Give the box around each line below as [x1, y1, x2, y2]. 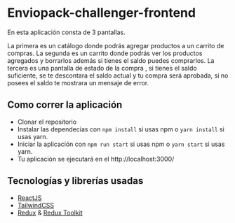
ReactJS [17, 194, 42, 202]
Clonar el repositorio [17, 117, 77, 126]
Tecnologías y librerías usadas [7, 175, 144, 187]
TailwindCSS [17, 201, 55, 209]
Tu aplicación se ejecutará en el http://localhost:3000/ [17, 154, 175, 163]
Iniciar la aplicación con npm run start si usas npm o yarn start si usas [17, 140, 225, 148]
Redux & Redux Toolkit [17, 208, 83, 217]
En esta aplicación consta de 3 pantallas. [7, 28, 126, 36]
